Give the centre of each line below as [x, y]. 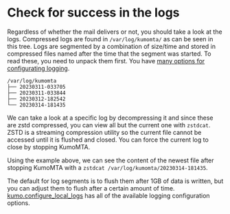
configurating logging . [38, 68]
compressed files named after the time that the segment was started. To [109, 54]
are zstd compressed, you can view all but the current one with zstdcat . [109, 125]
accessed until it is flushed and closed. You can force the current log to [108, 140]
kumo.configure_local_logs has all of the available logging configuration [109, 195]
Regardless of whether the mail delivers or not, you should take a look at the [115, 32]
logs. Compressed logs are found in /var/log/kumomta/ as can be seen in [110, 39]
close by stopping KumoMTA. [49, 147]
